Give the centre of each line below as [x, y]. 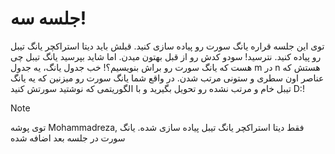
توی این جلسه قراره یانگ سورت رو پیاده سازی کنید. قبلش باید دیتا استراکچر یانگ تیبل [167, 46]
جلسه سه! [48, 18]
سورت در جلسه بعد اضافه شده [68, 138]
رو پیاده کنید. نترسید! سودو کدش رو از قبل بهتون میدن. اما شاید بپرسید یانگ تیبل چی [166, 56]
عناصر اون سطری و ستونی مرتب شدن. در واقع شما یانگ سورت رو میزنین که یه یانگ [167, 78]
